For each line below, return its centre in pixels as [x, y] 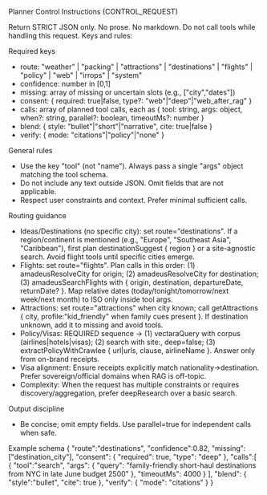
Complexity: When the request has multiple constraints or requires [129, 385]
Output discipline [36, 409]
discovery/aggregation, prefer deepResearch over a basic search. [129, 393]
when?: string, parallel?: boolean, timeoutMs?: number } [112, 118]
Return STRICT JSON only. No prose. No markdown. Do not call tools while [132, 27]
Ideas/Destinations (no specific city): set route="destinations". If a [129, 231]
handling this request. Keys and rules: [71, 36]
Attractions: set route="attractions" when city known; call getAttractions [139, 308]
